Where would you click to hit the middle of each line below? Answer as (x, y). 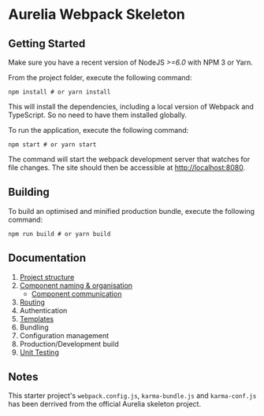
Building (29, 192)
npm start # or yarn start (52, 145)
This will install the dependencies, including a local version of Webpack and (131, 107)
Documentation (47, 258)
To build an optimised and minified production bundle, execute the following (131, 211)
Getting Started (47, 44)
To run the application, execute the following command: (99, 130)
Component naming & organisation (76, 285)
